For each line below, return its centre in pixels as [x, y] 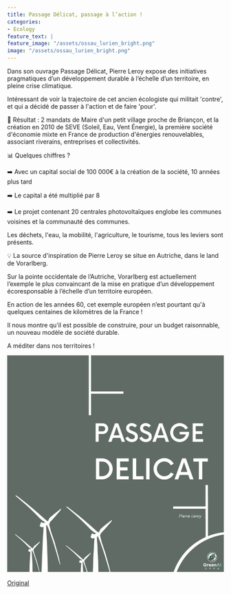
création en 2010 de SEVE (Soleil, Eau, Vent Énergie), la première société [110, 127]
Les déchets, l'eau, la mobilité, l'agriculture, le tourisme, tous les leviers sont [115, 235]
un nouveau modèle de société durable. [63, 332]
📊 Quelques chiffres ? [39, 155]
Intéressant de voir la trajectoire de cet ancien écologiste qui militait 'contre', [115, 99]
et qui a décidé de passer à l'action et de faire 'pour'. [82, 106]
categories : [24, 22]
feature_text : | [30, 36]
